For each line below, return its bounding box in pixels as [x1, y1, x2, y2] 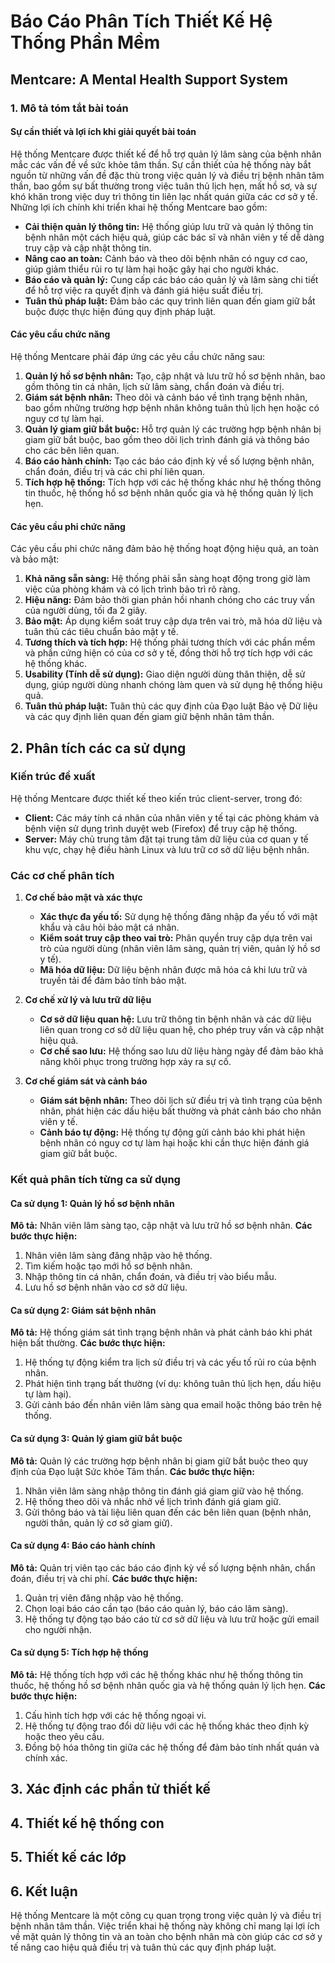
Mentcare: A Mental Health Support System [10, 71, 288, 88]
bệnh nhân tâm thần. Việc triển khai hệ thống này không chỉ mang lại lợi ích [10, 1920, 320, 1932]
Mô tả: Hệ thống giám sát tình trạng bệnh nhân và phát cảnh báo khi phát [10, 1326, 313, 1339]
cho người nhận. [24, 1623, 92, 1635]
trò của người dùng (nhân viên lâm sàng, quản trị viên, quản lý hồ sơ [39, 943, 321, 955]
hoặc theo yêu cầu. [24, 1731, 105, 1743]
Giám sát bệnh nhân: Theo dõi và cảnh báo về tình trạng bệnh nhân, [24, 391, 308, 403]
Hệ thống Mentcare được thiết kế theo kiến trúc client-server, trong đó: [10, 792, 303, 804]
